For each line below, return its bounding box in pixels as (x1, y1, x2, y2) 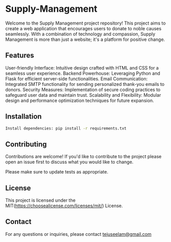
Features (5, 51, 34, 60)
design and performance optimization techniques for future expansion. (5, 97, 154, 103)
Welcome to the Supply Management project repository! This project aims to (5, 20, 166, 26)
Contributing (5, 140, 47, 148)
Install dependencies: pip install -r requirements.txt (5, 126, 127, 131)
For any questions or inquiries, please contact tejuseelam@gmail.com (5, 231, 152, 237)
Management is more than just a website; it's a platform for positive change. (5, 36, 165, 42)
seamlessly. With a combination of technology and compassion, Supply (5, 31, 156, 37)
